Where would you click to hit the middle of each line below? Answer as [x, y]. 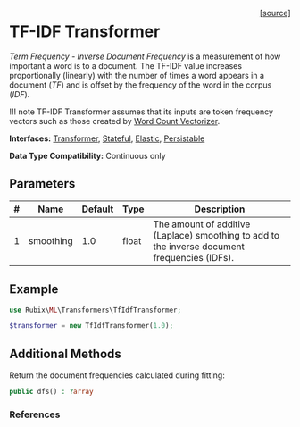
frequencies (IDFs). [194, 257]
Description [220, 209]
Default [98, 209]
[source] [275, 13]
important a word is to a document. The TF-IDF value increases [126, 65]
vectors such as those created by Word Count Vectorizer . [115, 121]
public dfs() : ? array [51, 392]
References [35, 414]
